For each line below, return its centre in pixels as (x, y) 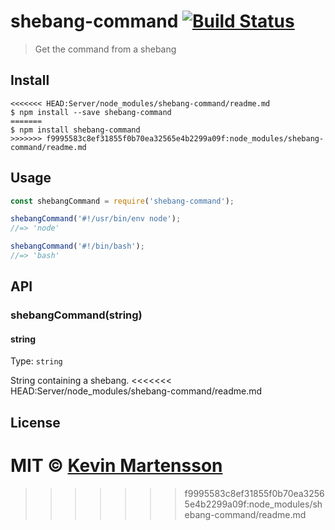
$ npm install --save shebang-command (91, 112)
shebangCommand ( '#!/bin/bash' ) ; (77, 246)
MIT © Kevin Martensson (116, 466)
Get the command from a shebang (105, 49)
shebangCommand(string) (76, 315)
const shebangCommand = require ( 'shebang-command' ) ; (122, 201)
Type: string (36, 361)
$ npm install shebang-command (75, 130)
